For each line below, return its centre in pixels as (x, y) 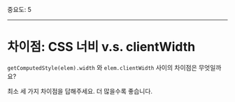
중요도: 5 (19, 9)
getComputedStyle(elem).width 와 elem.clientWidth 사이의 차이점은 (102, 67)
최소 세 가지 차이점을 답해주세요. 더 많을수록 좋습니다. (80, 91)
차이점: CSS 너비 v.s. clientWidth (101, 47)
